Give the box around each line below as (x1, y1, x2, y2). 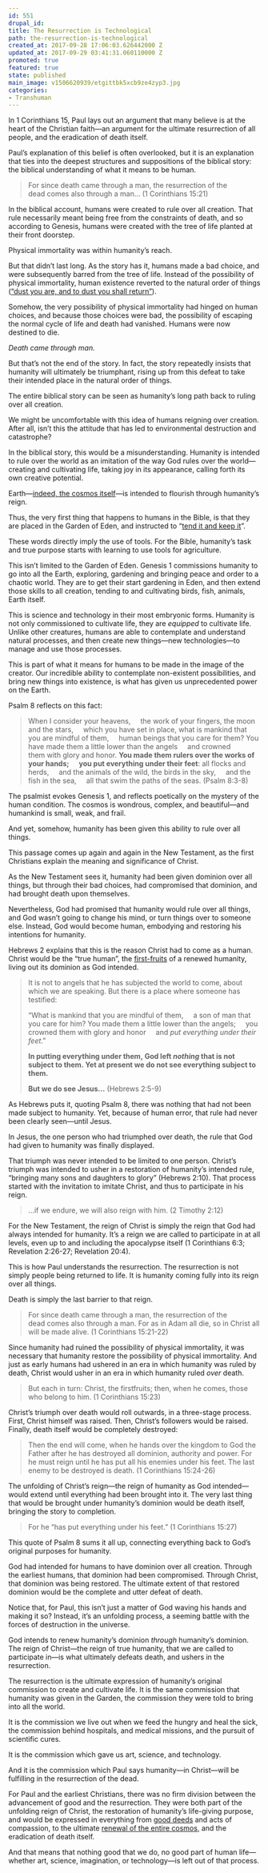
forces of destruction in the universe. (8, 1620, 130, 1630)
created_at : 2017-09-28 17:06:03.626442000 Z (8, 42, 162, 50)
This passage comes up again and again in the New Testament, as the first (8, 848, 254, 857)
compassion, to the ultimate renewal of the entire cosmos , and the (8, 1823, 226, 1833)
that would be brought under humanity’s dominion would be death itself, (8, 1498, 246, 1508)
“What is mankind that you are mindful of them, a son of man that (27, 1010, 251, 1021)
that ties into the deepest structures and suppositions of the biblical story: (8, 157, 252, 166)
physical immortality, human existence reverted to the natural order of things (8, 278, 261, 288)
